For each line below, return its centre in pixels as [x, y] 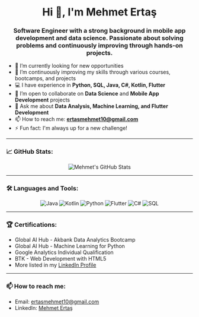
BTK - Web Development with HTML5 [60, 259]
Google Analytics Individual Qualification [64, 252]
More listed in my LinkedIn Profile [55, 265]
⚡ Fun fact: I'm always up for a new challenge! [71, 128]
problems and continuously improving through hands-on [99, 46]
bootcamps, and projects [45, 78]
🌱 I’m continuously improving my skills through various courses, [92, 72]
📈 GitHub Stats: [30, 152]
